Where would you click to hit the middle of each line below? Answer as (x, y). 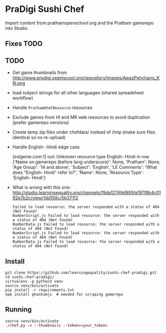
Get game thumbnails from (40, 72)
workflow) (23, 98)
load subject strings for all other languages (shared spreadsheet (78, 93)
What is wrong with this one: (41, 188)
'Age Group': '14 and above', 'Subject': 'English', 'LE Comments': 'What (85, 167)
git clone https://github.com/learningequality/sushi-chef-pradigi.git (81, 272)
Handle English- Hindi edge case (46, 147)
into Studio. (17, 28)
